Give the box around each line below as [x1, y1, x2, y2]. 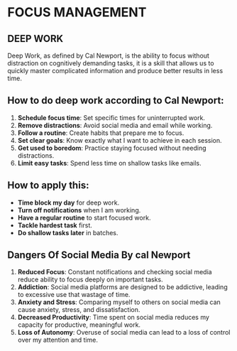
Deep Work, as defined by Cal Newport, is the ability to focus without [7, 51, 209, 60]
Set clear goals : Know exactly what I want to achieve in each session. [17, 136, 222, 144]
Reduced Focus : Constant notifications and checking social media [17, 268, 212, 276]
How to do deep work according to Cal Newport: [7, 94, 225, 107]
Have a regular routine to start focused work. [17, 213, 151, 222]
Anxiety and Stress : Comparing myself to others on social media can [17, 298, 221, 306]
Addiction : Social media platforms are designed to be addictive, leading [17, 283, 228, 291]
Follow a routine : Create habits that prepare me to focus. [17, 129, 184, 137]
